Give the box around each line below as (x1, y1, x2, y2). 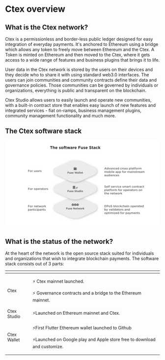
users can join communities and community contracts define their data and (5, 77, 157, 83)
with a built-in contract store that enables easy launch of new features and (5, 102, 156, 108)
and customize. (32, 344, 64, 350)
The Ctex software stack (5, 127, 82, 135)
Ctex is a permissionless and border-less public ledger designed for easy (5, 36, 153, 42)
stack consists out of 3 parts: (5, 261, 64, 267)
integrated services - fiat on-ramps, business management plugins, (5, 107, 141, 113)
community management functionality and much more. (5, 113, 116, 119)
